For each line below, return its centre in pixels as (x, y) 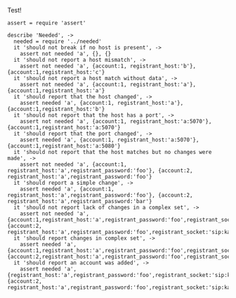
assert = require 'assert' (47, 23)
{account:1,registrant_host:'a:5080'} (64, 146)
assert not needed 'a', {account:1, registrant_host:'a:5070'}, (116, 122)
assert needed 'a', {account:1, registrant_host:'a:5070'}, (110, 140)
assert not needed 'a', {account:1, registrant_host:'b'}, (108, 66)
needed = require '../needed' (58, 41)
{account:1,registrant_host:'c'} (56, 72)
